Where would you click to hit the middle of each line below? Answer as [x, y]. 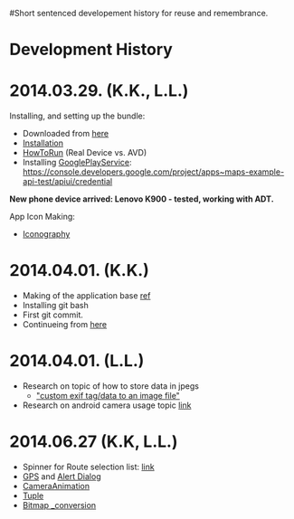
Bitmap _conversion [59, 505]
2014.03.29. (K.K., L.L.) [99, 91]
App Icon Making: [42, 217]
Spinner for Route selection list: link [89, 467]
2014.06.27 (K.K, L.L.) [94, 442]
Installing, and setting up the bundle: [77, 116]
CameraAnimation [56, 486]
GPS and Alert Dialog [62, 476]
